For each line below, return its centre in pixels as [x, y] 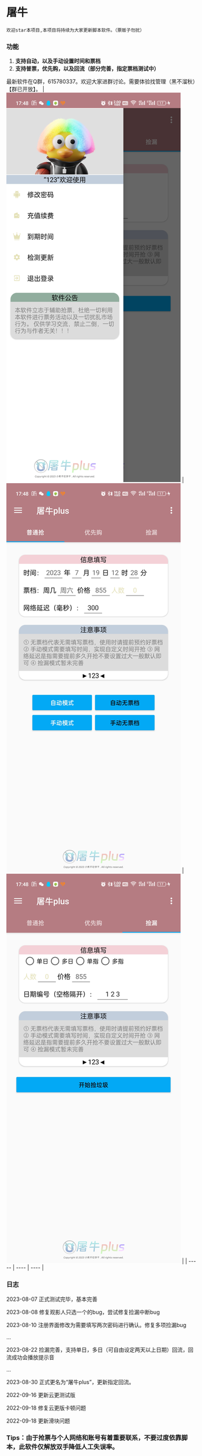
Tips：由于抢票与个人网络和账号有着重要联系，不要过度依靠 [94, 1438]
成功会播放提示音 [33, 1357]
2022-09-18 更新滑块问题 [38, 1421]
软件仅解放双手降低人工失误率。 [72, 1447]
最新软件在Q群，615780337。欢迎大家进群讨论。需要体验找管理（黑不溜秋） [102, 82]
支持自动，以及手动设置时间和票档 [58, 61]
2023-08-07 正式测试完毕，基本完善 [52, 1299]
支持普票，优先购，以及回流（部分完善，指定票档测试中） [87, 69]
